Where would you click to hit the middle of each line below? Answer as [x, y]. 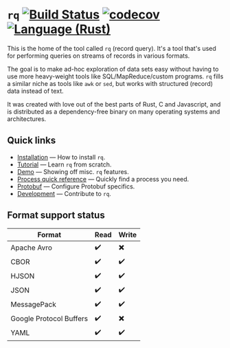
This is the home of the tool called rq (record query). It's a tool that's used [112, 48]
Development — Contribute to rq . [64, 193]
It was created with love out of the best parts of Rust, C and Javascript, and [114, 104]
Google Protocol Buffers [49, 318]
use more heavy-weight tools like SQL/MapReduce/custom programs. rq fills [115, 76]
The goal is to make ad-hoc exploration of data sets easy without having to [113, 69]
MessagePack [33, 305]
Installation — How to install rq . [61, 157]
